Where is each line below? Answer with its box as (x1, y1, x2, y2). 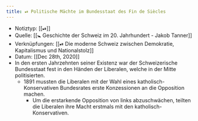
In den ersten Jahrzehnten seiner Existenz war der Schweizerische (14, 59, 178, 66)
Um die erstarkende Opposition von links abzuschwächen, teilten (32, 96, 191, 103)
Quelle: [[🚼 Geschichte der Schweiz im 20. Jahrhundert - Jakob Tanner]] (14, 32, 192, 39)
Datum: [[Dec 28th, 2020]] (14, 53, 80, 60)
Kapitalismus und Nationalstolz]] (14, 46, 94, 53)
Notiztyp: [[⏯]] (14, 25, 51, 32)
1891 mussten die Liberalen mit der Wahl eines (23, 78, 137, 85)
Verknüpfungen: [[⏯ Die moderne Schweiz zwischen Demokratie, (14, 40, 174, 47)
